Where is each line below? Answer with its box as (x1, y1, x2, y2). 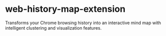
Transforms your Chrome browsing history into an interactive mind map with (5, 20, 162, 26)
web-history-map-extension (5, 3, 126, 15)
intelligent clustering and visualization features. (5, 25, 102, 31)
